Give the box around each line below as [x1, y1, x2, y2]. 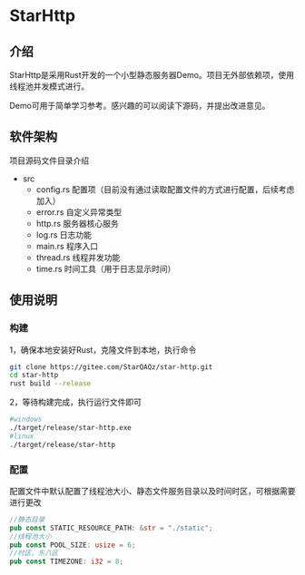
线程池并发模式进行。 [9, 81, 89, 92]
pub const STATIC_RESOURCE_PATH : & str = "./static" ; [9, 523, 213, 532]
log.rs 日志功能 [35, 229, 93, 240]
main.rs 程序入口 [35, 240, 99, 251]
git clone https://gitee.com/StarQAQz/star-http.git [9, 362, 213, 372]
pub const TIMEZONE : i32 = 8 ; [9, 557, 124, 567]
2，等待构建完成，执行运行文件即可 [9, 396, 143, 408]
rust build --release [9, 379, 92, 388]
